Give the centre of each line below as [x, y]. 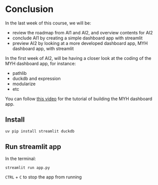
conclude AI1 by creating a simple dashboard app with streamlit [78, 38]
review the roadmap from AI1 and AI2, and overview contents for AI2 [82, 32]
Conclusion [29, 9]
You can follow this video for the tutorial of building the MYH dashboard [79, 99]
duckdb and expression [36, 78]
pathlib [19, 73]
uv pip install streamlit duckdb [40, 131]
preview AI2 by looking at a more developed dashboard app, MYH [80, 43]
